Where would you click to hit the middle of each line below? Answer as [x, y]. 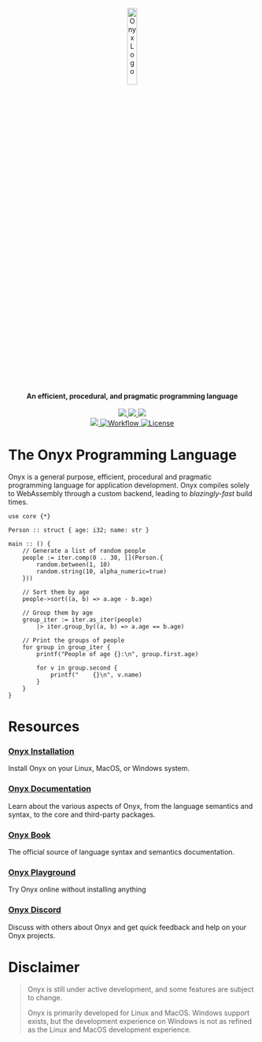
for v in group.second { [77, 668]
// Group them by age [57, 613]
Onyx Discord [35, 910]
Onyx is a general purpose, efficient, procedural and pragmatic [110, 477]
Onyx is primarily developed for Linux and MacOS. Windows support [138, 1013]
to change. [45, 997]
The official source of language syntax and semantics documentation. [121, 852]
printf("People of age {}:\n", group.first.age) [118, 654]
